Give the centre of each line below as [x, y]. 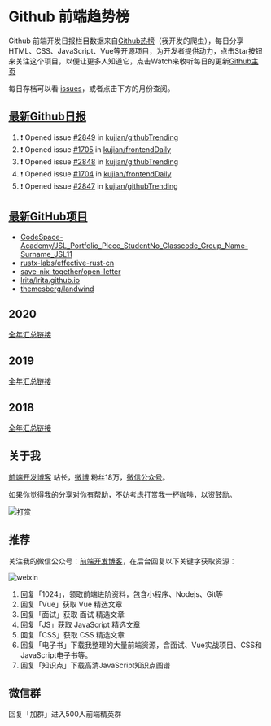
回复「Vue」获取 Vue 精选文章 [71, 604]
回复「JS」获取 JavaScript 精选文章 [80, 624]
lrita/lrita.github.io [50, 280]
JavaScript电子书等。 [56, 654]
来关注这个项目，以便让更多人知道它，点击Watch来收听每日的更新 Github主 [133, 61]
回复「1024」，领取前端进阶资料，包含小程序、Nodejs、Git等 [122, 593]
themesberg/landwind [57, 289]
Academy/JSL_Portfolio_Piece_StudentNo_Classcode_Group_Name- [134, 246]
